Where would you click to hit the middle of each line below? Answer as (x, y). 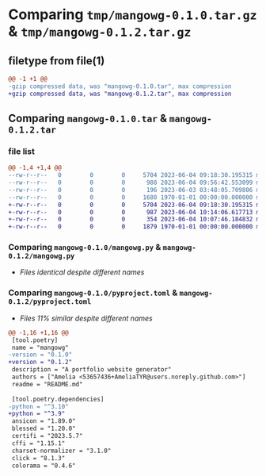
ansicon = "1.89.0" (44, 421)
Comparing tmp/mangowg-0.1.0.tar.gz (133, 15)
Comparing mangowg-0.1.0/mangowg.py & (85, 248)
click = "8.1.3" (38, 458)
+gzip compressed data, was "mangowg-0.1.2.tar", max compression (120, 94)
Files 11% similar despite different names (86, 318)
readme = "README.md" (47, 384)
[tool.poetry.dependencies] (58, 399)
